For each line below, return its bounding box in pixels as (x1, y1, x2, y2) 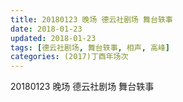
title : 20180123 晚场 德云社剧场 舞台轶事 (10, 14, 173, 25)
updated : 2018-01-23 (10, 33, 97, 43)
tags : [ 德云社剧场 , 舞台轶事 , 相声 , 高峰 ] (10, 42, 170, 53)
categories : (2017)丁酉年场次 (10, 52, 129, 62)
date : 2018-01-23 (10, 24, 83, 34)
